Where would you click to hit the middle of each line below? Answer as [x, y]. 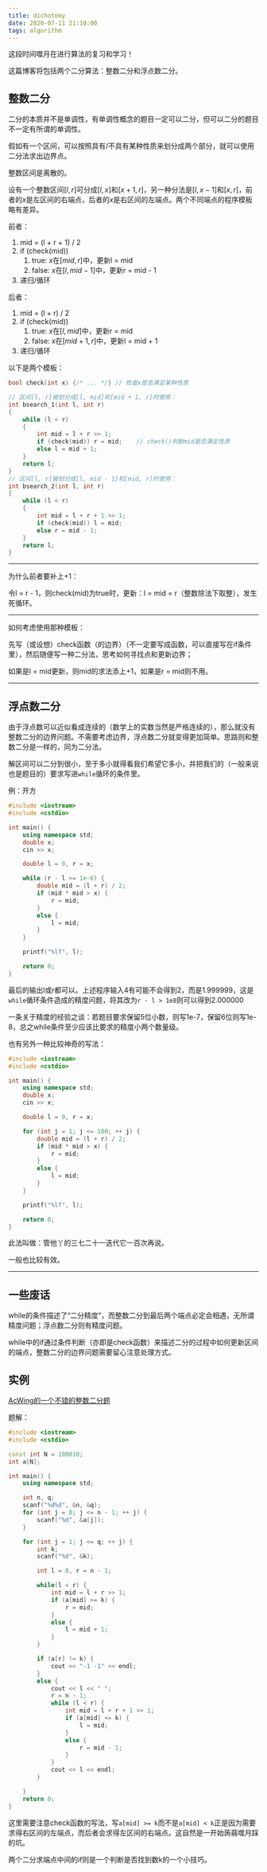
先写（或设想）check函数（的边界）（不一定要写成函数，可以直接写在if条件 [130, 645]
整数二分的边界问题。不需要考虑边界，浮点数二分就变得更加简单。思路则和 [130, 737]
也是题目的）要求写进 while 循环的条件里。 [76, 774]
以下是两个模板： [36, 368]
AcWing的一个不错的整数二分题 [59, 1400]
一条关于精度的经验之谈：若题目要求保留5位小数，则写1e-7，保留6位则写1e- [132, 1016]
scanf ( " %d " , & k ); [65, 1557]
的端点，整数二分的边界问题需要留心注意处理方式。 [92, 1352]
